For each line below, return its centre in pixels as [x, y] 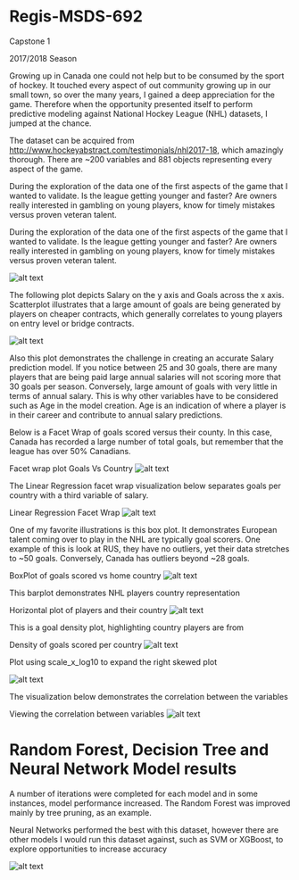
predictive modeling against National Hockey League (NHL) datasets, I [138, 113]
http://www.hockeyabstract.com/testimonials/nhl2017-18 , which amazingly [146, 150]
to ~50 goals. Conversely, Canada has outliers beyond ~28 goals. [129, 558]
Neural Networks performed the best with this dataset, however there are [144, 830]
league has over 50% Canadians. [70, 451]
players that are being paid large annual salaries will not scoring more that [145, 377]
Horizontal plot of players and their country [88, 610]
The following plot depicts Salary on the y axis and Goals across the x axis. [147, 295]
